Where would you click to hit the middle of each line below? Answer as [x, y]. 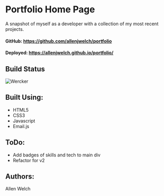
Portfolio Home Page [50, 10]
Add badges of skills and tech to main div [57, 155]
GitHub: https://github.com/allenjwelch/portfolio [59, 41]
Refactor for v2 [29, 160]
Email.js [21, 126]
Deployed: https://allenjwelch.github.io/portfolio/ [59, 53]
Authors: [20, 176]
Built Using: [24, 97]
